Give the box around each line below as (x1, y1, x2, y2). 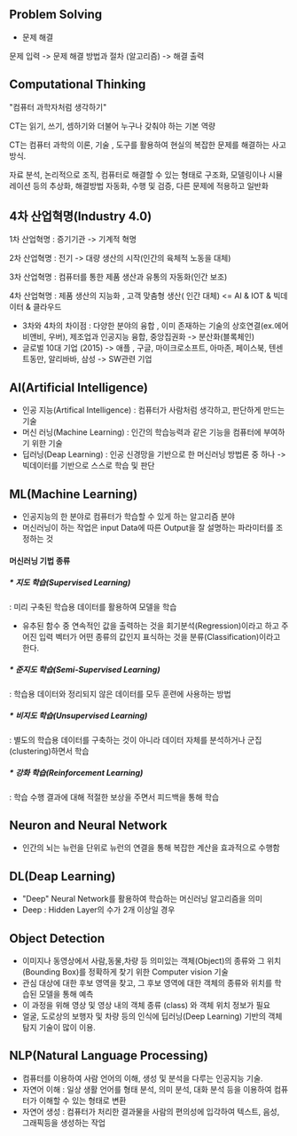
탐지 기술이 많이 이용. (21, 1022, 96, 1032)
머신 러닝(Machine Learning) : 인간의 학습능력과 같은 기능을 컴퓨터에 (21, 427, 262, 438)
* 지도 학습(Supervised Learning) (9, 577, 131, 588)
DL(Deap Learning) (9, 869, 116, 884)
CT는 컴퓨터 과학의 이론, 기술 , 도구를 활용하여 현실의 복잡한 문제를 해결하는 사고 (9, 139, 286, 150)
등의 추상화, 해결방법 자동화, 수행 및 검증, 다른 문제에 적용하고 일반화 (32, 180, 269, 191)
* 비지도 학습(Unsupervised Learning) (9, 710, 148, 722)
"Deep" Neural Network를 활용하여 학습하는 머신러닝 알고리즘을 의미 (21, 894, 263, 904)
